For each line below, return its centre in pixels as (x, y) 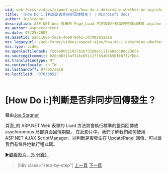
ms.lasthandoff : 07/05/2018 (34, 70)
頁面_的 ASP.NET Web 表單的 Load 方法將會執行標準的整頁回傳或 (72, 125)
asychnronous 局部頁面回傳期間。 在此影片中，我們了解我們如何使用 (75, 131)
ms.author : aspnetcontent (32, 28)
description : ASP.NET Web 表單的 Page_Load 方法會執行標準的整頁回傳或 (75, 24)
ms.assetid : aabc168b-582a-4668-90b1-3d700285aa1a (59, 38)
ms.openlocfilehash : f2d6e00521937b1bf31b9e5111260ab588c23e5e (72, 51)
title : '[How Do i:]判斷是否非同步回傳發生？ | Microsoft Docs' (69, 14)
